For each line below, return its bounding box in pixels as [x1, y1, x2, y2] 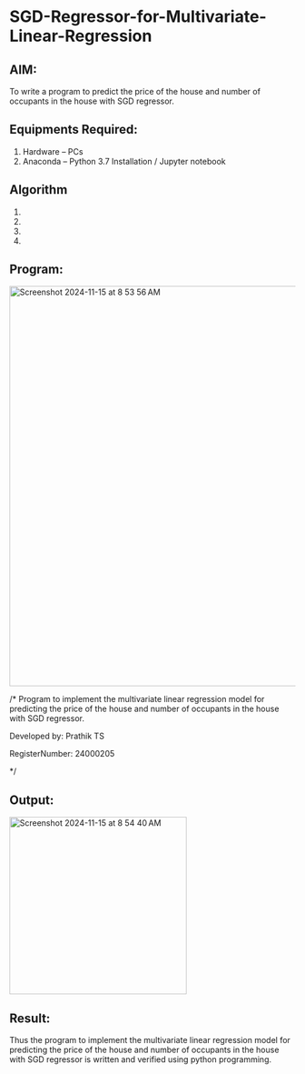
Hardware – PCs [22, 146, 84, 156]
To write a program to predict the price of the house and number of [9, 86, 261, 96]
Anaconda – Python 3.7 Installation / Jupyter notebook [22, 156, 226, 166]
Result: [9, 1010, 51, 1026]
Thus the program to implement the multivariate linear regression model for [9, 1035, 290, 1046]
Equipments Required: [9, 122, 138, 137]
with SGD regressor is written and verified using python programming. [9, 1054, 272, 1065]
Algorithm [9, 182, 68, 197]
